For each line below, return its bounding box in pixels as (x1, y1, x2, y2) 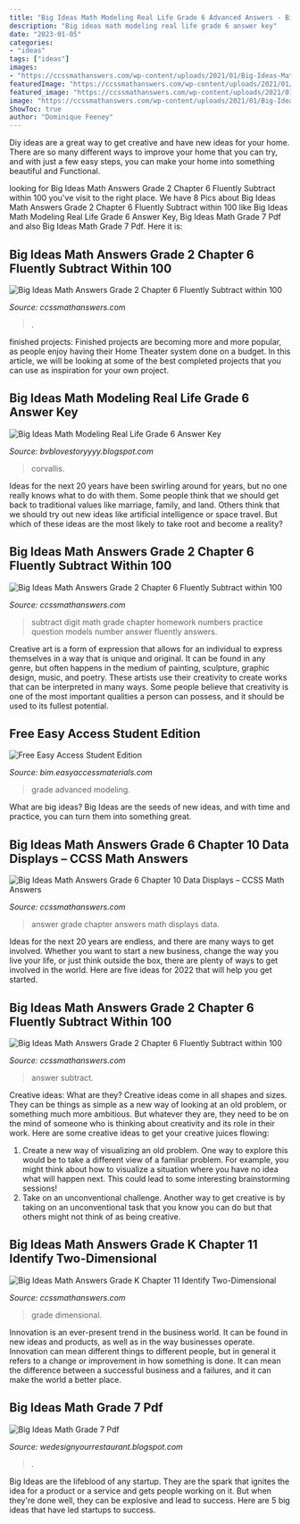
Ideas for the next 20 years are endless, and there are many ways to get (9, 936, 274, 947)
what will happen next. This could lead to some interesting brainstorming (21, 1174, 290, 1184)
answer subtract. (30, 1073, 94, 1083)
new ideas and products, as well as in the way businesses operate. (9, 1336, 255, 1347)
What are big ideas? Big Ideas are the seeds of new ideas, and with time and (9, 801, 290, 813)
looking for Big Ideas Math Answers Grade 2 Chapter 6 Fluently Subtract (9, 183, 276, 194)
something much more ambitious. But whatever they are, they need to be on (9, 1109, 289, 1119)
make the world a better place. (9, 1374, 122, 1385)
